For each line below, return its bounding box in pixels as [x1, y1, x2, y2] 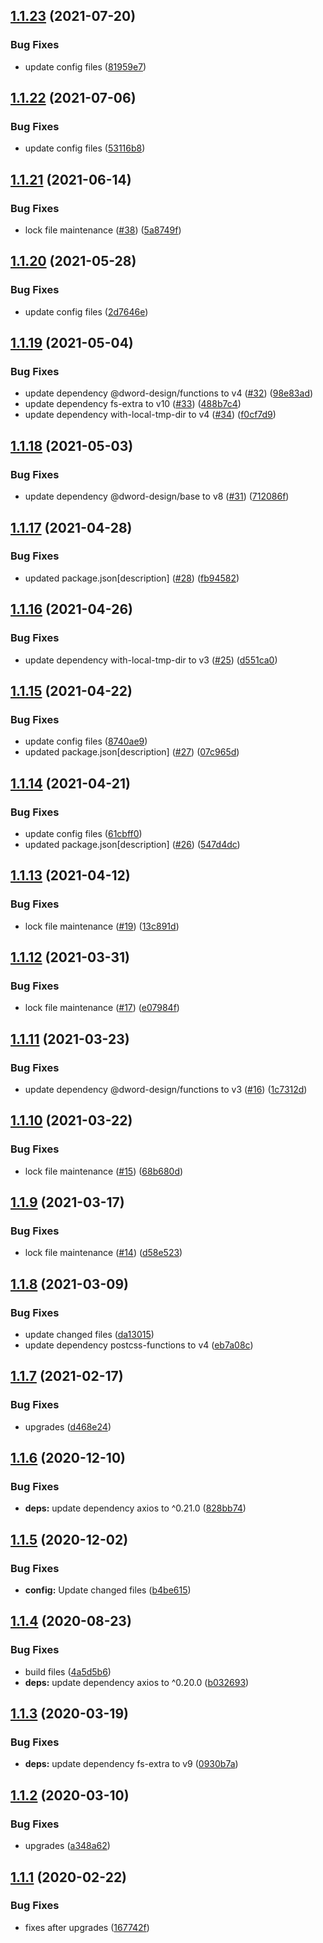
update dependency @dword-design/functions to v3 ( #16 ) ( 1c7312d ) [24, 1083, 308, 1095]
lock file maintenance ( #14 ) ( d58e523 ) [24, 1247, 183, 1259]
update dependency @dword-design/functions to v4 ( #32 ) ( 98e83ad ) [24, 387, 314, 399]
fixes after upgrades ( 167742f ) [24, 1921, 150, 1933]
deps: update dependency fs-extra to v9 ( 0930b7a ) [24, 1758, 239, 1770]
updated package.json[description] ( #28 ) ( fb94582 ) [24, 572, 240, 584]
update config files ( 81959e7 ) [24, 60, 147, 73]
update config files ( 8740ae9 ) [24, 735, 148, 748]
